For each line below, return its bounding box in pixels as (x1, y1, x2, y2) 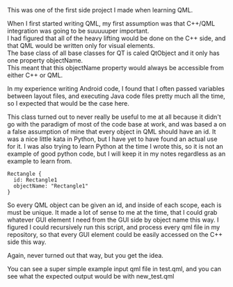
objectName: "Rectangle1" (13, 183, 89, 190)
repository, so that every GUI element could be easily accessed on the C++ (7, 231, 223, 238)
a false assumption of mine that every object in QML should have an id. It (7, 128, 216, 136)
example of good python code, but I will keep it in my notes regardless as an (7, 149, 226, 158)
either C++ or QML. (7, 71, 63, 79)
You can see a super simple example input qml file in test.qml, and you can (7, 265, 221, 273)
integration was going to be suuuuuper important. (7, 27, 150, 35)
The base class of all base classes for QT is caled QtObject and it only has (7, 49, 220, 57)
